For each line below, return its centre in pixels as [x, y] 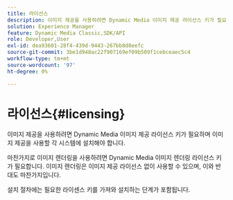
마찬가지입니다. [40, 175]
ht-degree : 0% [28, 71]
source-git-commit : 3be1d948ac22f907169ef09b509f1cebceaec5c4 [99, 53]
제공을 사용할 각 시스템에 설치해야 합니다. [70, 143]
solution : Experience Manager [51, 26]
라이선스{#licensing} [66, 114]
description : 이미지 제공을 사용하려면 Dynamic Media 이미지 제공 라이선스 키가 [111, 20]
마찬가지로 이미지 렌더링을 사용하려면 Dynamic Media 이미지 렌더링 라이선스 [111, 158]
